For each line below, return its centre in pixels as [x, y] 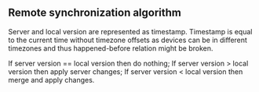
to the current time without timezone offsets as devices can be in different [128, 40]
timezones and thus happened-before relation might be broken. [111, 48]
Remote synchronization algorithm [95, 13]
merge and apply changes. [51, 80]
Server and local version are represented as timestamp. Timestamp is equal [130, 31]
